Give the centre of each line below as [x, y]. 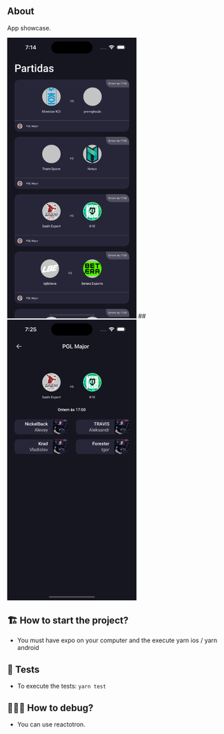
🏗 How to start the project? [68, 620]
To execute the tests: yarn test [62, 686]
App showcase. [29, 28]
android [28, 648]
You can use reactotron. [51, 724]
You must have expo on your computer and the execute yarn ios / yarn [117, 640]
